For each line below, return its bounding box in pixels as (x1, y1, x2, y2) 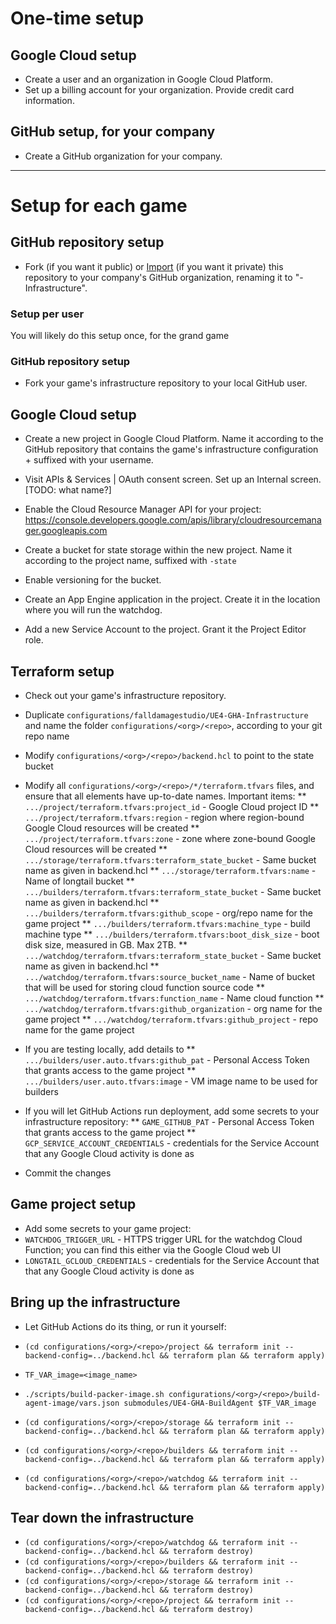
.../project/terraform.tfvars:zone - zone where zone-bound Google (24, 833, 316, 845)
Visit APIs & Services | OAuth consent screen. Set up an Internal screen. (24, 473, 322, 486)
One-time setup (10, 7, 145, 30)
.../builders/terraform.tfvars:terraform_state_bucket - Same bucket (24, 886, 322, 898)
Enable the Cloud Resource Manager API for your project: (24, 503, 262, 516)
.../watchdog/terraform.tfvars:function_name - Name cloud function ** (24, 992, 325, 1004)
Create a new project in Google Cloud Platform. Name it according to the (24, 433, 324, 445)
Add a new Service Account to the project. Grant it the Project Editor (24, 623, 307, 636)
